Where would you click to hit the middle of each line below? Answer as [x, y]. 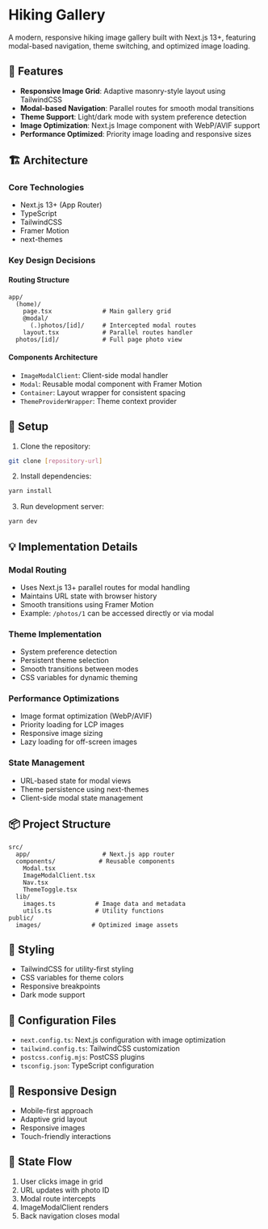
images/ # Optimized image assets [97, 925]
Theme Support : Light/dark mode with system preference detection [133, 117]
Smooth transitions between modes [79, 669]
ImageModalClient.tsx [59, 875]
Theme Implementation [55, 634]
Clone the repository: [55, 446]
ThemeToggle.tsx [50, 889]
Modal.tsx [40, 868]
